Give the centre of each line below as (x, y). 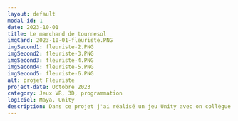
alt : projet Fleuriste (41, 80)
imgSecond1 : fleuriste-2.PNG (51, 47)
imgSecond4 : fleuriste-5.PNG (51, 67)
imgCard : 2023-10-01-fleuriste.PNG (60, 41)
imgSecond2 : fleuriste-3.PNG (51, 54)
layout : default (31, 14)
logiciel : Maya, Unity (41, 100)
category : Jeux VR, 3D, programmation (65, 93)
